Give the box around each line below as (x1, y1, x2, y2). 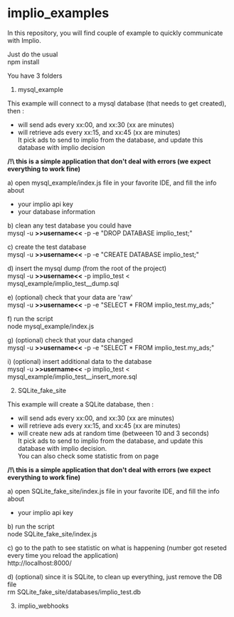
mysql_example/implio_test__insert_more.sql (7, 372, 137, 381)
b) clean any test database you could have (7, 221, 132, 230)
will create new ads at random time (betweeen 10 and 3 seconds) (17, 429, 210, 437)
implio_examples (7, 5, 110, 21)
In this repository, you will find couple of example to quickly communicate (7, 29, 223, 37)
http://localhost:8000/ (7, 559, 73, 567)
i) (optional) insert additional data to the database (7, 357, 152, 365)
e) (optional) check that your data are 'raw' (7, 292, 133, 301)
